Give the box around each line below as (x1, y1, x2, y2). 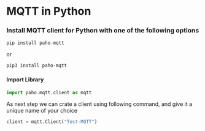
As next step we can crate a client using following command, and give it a (6, 100, 193, 108)
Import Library (6, 75, 44, 83)
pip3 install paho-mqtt (6, 62, 68, 69)
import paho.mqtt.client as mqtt (6, 89, 92, 95)
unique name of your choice (6, 107, 78, 114)
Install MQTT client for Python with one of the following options (6, 26, 199, 35)
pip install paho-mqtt (6, 40, 64, 47)
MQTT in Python (6, 4, 91, 18)
